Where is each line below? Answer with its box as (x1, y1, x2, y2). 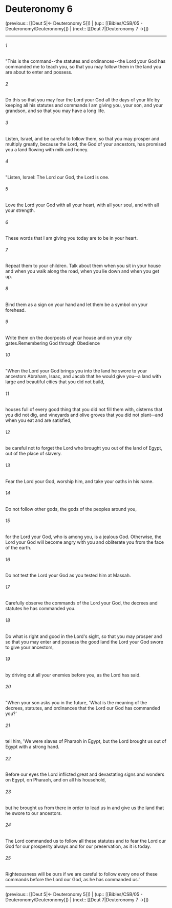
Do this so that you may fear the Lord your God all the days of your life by (5, 97, 160, 103)
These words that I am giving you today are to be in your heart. (5, 235, 138, 241)
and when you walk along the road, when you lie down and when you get (5, 268, 160, 274)
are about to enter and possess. (5, 69, 73, 75)
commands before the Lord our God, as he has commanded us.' (5, 877, 140, 883)
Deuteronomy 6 (5, 3, 73, 15)
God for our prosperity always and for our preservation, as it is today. (5, 843, 151, 849)
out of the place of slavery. (5, 451, 62, 457)
